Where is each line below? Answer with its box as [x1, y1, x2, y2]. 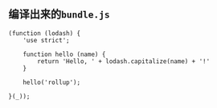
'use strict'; [23, 36, 70, 44]
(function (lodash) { [8, 29, 81, 38]
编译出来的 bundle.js [8, 7, 110, 22]
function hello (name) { [23, 50, 106, 58]
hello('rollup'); [23, 78, 81, 86]
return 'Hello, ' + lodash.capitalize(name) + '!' [37, 57, 211, 66]
